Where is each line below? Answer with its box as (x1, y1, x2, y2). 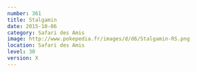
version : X (7, 55, 39, 62)
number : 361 (7, 10, 41, 17)
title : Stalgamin (7, 16, 57, 23)
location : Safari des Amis (7, 42, 85, 49)
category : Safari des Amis (7, 29, 85, 36)
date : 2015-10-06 (7, 23, 57, 29)
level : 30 (7, 49, 36, 56)
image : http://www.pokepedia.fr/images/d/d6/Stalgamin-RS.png (7, 36, 190, 43)
